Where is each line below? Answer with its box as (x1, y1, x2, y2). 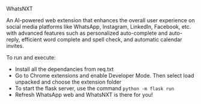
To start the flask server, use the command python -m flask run (14, 85, 175, 92)
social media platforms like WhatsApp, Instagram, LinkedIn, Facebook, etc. (6, 23, 191, 30)
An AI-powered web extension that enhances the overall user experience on (6, 17, 195, 23)
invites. (6, 42, 24, 49)
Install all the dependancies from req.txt (14, 66, 114, 73)
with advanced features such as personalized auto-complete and (6, 29, 168, 37)
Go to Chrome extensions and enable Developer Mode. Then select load (14, 72, 194, 79)
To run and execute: (6, 54, 56, 61)
